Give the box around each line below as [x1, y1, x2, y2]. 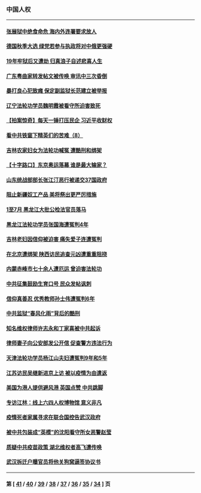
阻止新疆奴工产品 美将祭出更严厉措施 [6, 191, 97, 199]
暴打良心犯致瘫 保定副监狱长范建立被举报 [6, 87, 108, 94]
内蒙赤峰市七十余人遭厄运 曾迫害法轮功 [6, 265, 102, 272]
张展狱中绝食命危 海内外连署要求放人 [6, 28, 97, 35]
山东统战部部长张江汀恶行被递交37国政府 [6, 176, 108, 184]
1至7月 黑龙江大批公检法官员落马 [6, 206, 87, 214]
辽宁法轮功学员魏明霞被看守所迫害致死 [6, 102, 100, 109]
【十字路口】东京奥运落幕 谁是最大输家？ [6, 161, 108, 169]
